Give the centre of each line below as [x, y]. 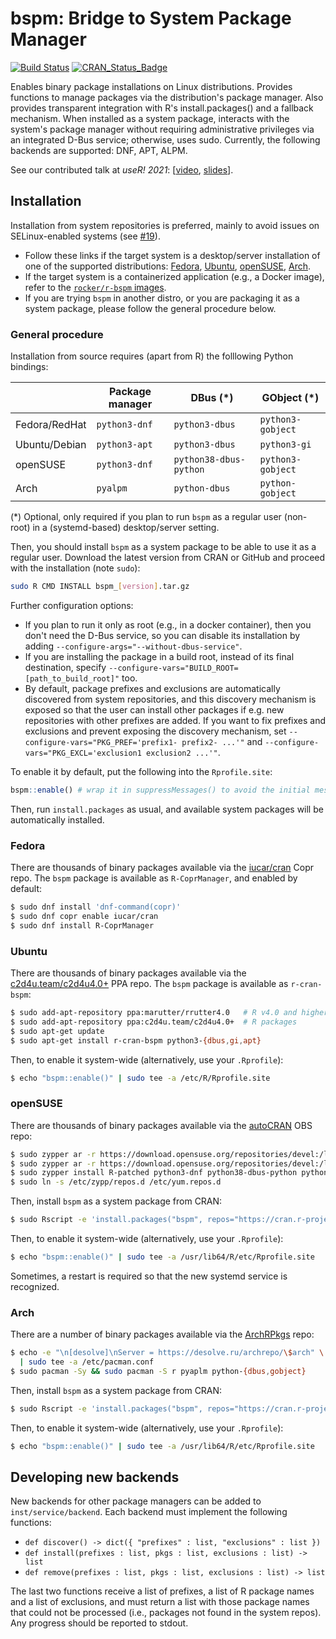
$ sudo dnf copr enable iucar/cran [84, 916]
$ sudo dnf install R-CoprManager [82, 925]
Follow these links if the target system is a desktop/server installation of [172, 255]
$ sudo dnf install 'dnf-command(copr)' [96, 907]
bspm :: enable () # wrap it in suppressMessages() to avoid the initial [160, 790]
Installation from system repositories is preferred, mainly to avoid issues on [165, 225]
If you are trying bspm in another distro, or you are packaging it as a [162, 298]
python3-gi [285, 445]
